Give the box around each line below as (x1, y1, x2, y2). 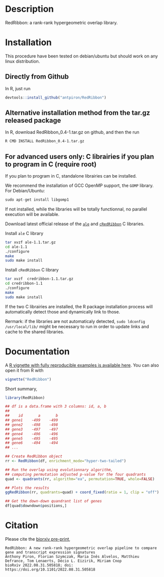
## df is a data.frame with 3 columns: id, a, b (5, 404, 107, 409)
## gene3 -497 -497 (5, 427, 58, 432)
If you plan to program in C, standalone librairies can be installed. (5, 173, 137, 179)
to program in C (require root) (5, 160, 97, 168)
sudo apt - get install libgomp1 (5, 197, 69, 202)
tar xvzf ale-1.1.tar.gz (5, 239, 56, 245)
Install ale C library (5, 230, 44, 236)
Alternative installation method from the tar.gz (5, 108, 150, 117)
